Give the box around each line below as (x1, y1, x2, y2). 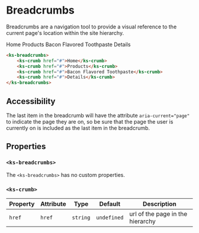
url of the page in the (129, 209, 188, 218)
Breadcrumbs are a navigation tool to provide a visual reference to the (6, 23, 177, 30)
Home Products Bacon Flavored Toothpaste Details (6, 41, 131, 48)
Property (9, 199, 35, 208)
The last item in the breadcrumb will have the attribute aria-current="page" (6, 112, 190, 119)
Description (143, 199, 176, 208)
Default (99, 199, 121, 208)
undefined (95, 214, 124, 221)
